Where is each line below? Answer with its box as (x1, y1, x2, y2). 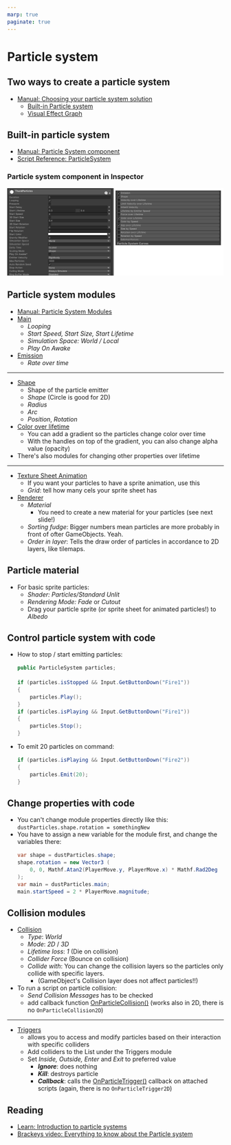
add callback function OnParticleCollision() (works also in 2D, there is (27, 999, 224, 1007)
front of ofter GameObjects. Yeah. (27, 530, 124, 538)
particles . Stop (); (30, 723, 82, 730)
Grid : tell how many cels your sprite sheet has (27, 486, 157, 494)
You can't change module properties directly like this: (16, 816, 168, 824)
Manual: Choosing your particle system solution (16, 94, 153, 103)
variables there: (16, 838, 62, 846)
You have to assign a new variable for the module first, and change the (16, 830, 218, 838)
